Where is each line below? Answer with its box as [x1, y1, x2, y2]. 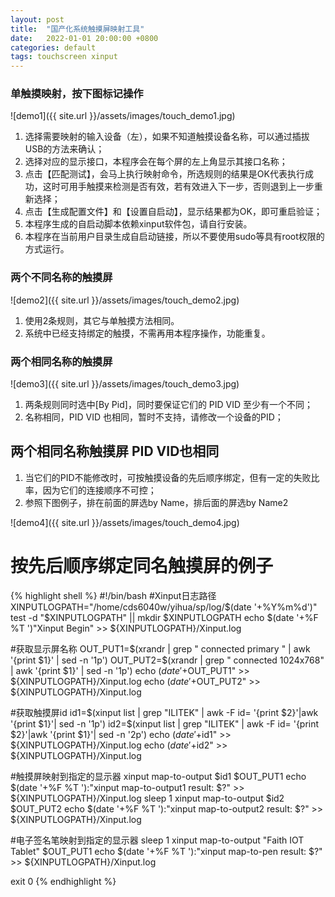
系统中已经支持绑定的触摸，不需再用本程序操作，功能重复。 [24, 327, 271, 339]
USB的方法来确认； [24, 143, 105, 155]
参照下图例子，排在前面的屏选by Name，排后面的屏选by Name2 [24, 496, 289, 508]
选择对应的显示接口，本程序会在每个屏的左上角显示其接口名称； [24, 156, 288, 168]
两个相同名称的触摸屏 [10, 354, 113, 368]
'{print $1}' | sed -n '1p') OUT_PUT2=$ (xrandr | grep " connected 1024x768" [10, 654, 325, 666]
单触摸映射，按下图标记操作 [10, 87, 144, 101]
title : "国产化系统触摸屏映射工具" [10, 24, 145, 34]
